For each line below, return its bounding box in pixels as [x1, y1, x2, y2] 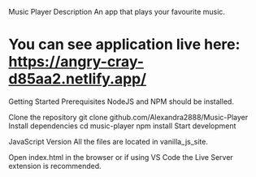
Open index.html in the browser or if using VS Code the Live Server [8, 152, 233, 162]
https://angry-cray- [8, 53, 145, 71]
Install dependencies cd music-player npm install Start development [8, 121, 236, 131]
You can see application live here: [8, 36, 241, 54]
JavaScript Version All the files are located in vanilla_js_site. [8, 136, 209, 146]
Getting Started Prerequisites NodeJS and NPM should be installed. [8, 97, 234, 106]
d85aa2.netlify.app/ [8, 70, 147, 88]
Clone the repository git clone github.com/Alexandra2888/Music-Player [8, 112, 249, 122]
